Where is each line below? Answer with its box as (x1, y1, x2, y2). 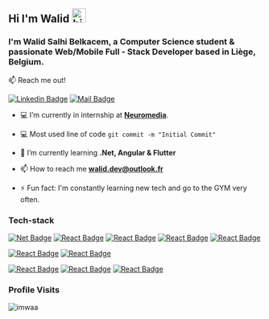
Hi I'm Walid (8, 12, 70, 26)
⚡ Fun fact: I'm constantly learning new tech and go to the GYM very (19, 183, 247, 193)
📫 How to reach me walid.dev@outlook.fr (19, 164, 163, 173)
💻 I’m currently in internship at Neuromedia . (19, 110, 169, 119)
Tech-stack (8, 214, 55, 226)
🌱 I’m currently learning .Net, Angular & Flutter (19, 147, 176, 157)
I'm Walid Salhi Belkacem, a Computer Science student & (8, 36, 235, 48)
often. (19, 194, 40, 204)
